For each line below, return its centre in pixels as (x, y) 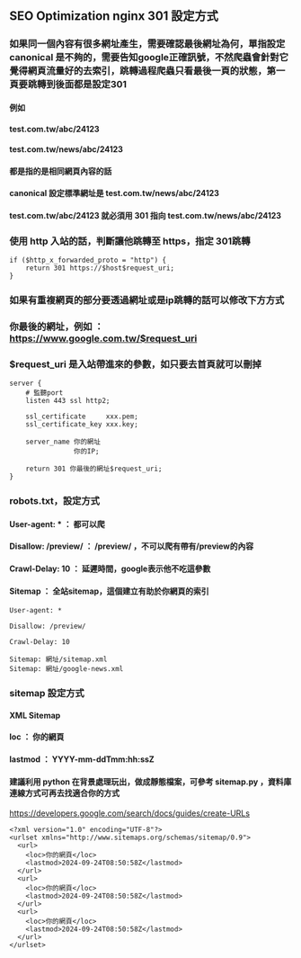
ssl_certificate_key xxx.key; (82, 425)
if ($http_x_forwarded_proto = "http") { (88, 260)
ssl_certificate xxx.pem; (82, 416)
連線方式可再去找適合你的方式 (64, 792)
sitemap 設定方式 (47, 694)
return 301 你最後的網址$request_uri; (94, 469)
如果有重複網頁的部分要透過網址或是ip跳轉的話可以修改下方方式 (147, 300)
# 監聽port (44, 393)
